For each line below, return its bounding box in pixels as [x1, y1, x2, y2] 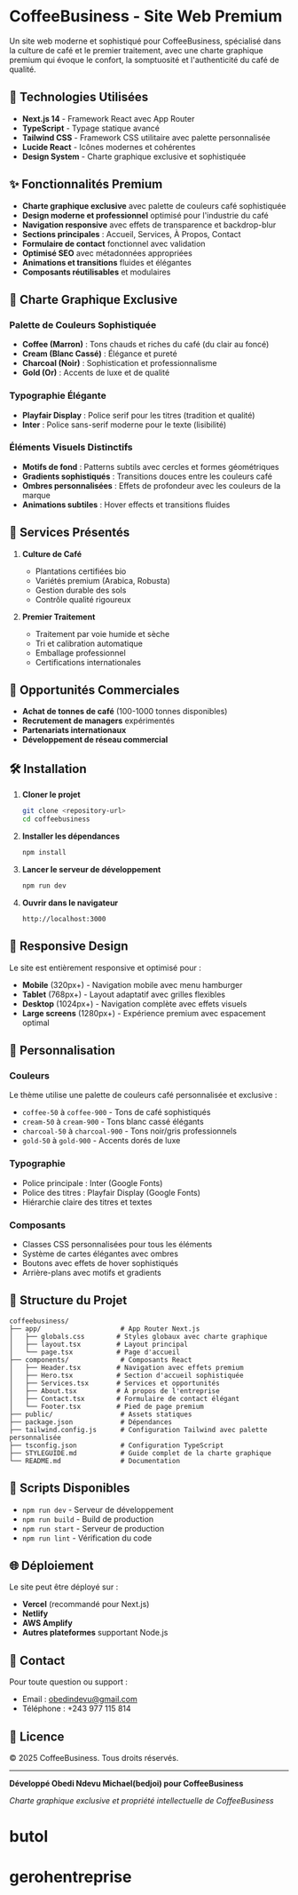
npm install [21, 848, 67, 857]
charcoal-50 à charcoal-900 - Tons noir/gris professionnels [21, 1126, 238, 1136]
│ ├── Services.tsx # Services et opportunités [9, 1379, 220, 1388]
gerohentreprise [9, 1867, 132, 1887]
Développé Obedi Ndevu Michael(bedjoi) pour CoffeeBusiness [9, 1778, 244, 1788]
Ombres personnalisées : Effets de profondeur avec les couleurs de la [21, 480, 281, 490]
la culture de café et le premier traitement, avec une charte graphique [9, 44, 263, 55]
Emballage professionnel [35, 647, 126, 658]
